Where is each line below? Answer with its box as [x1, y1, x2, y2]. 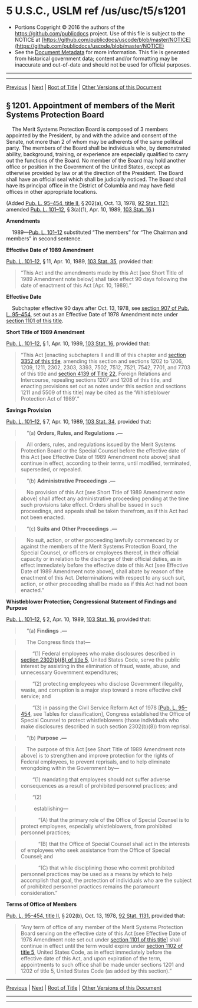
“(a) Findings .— [26, 627, 68, 634]
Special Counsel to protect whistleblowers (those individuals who [20, 716, 180, 723]
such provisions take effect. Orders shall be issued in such [20, 501, 163, 508]
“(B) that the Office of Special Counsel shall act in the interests [38, 840, 190, 847]
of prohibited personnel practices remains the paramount [20, 883, 160, 890]
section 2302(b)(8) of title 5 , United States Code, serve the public [20, 656, 180, 663]
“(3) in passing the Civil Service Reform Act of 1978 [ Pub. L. [32, 704, 177, 711]
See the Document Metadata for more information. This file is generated [14, 48, 190, 55]
